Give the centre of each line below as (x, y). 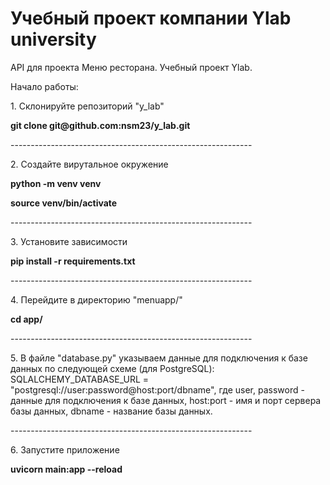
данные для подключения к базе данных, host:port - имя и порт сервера (166, 400)
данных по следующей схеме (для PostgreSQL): (112, 368)
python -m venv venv (56, 183)
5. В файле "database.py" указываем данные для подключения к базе (159, 358)
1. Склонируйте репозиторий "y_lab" (87, 106)
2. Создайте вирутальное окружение (89, 164)
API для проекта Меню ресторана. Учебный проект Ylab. (131, 67)
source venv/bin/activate (64, 203)
